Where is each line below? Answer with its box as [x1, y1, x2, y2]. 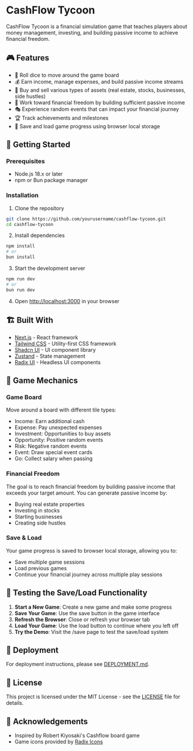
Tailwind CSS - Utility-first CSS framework [14, 340, 117, 347]
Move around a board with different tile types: [6, 406, 116, 413]
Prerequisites [6, 157, 45, 166]
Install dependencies [14, 232, 66, 239]
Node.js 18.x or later [14, 170, 63, 177]
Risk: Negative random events [14, 443, 87, 450]
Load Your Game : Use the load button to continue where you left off [14, 622, 179, 629]
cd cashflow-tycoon [6, 221, 54, 227]
